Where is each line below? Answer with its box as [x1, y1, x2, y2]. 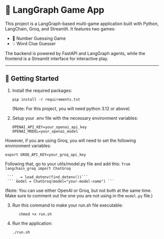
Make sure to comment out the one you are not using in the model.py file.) [5, 192, 153, 198]
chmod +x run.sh [19, 212, 52, 216]
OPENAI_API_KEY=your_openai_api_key [12, 125, 87, 130]
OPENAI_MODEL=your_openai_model [12, 129, 78, 134]
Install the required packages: [12, 87, 72, 93]
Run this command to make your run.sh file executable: [12, 202, 123, 208]
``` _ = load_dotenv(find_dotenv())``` [7, 174, 89, 180]
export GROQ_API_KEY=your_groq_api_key [5, 152, 86, 157]
